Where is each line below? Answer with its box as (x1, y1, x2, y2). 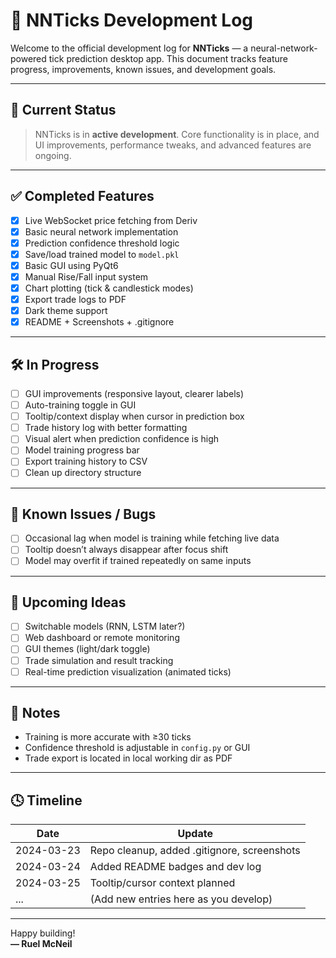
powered (10, 52, 47, 64)
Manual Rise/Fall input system (24, 270, 149, 283)
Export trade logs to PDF (24, 294, 127, 305)
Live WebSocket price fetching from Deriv (24, 214, 198, 226)
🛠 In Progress (10, 356, 100, 373)
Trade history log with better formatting (24, 422, 188, 434)
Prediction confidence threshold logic (24, 237, 180, 249)
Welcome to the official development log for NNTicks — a (10, 42, 249, 54)
